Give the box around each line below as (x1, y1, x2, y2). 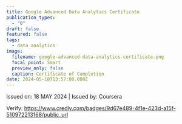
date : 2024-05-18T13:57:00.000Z (6, 76, 88, 82)
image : (6, 48, 23, 54)
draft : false (6, 25, 39, 32)
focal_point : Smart (12, 59, 61, 65)
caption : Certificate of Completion (12, 71, 104, 77)
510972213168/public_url (6, 111, 69, 119)
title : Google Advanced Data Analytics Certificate (6, 8, 140, 15)
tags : (6, 37, 20, 43)
